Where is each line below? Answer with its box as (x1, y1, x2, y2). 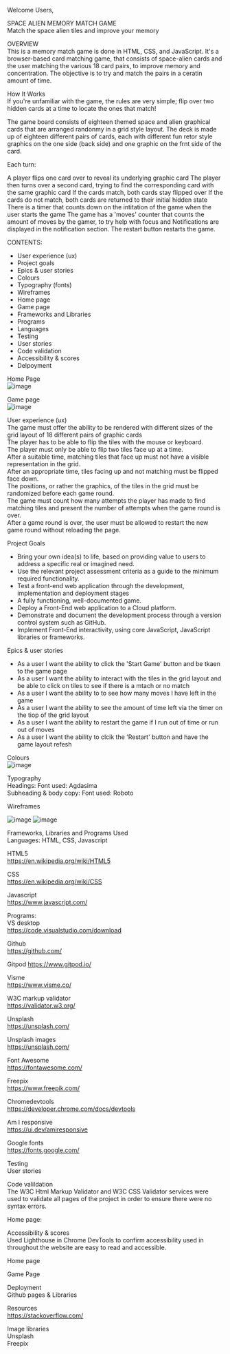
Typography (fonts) (16, 281, 72, 289)
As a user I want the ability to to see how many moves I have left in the (16, 689, 216, 697)
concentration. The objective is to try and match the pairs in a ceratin (7, 69, 203, 77)
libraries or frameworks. (16, 633, 85, 641)
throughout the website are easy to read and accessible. (7, 1243, 167, 1251)
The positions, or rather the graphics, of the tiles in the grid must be (7, 482, 199, 490)
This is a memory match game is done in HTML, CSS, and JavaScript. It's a (7, 48, 220, 55)
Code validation (16, 347, 62, 355)
